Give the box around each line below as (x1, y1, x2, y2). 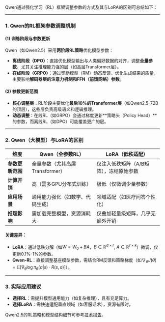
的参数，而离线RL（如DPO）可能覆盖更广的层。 (12, 118, 109, 124)
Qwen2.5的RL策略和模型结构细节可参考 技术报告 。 (5, 312, 106, 318)
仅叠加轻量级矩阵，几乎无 (96, 210, 156, 217)
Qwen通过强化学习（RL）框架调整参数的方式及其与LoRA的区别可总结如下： (5, 4, 158, 10)
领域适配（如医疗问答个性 (96, 193, 156, 200)
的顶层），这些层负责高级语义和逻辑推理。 (12, 106, 97, 112)
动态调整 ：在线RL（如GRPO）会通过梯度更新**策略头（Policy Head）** (12, 113, 157, 118)
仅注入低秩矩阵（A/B (96, 160, 145, 167)
